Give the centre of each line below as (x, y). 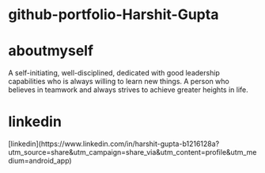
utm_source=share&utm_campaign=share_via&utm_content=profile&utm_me (132, 152)
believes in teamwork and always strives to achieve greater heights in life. (129, 90)
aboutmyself (51, 51)
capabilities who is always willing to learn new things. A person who (119, 82)
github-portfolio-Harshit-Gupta (114, 15)
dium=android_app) (40, 161)
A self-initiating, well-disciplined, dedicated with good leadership (114, 73)
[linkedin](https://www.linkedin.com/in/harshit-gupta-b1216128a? (114, 144)
